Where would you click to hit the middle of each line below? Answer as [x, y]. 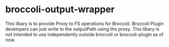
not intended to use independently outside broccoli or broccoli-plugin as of [84, 34]
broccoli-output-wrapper [60, 9]
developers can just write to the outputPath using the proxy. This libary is [82, 29]
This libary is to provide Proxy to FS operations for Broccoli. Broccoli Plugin [84, 24]
